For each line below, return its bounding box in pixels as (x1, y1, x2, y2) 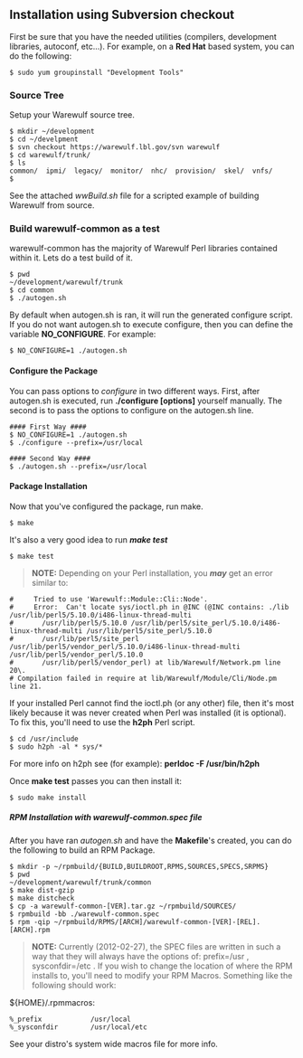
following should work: (31, 979, 117, 990)
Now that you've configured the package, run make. (9, 501, 204, 512)
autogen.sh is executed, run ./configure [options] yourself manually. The (9, 395, 283, 406)
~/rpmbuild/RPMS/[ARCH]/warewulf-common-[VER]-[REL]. (53, 917, 260, 926)
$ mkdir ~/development (9, 127, 95, 137)
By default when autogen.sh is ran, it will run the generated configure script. (9, 309, 293, 320)
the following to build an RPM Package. (9, 845, 156, 855)
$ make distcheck (9, 893, 75, 902)
